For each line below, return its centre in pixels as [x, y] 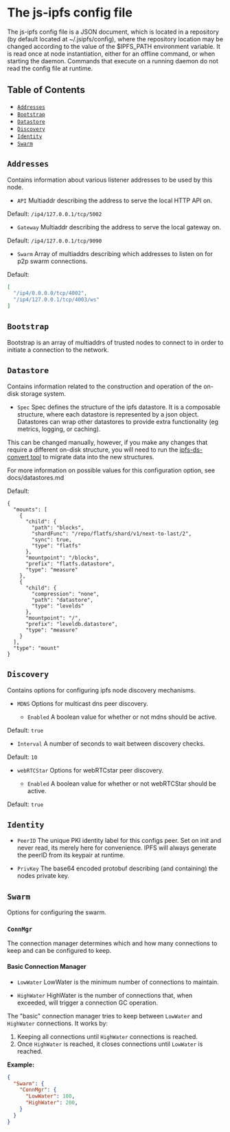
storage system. [43, 393]
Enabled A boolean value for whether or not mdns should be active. [122, 717]
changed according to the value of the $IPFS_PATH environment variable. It [114, 46]
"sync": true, [52, 539]
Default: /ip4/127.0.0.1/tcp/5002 [55, 213]
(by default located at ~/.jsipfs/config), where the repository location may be [115, 39]
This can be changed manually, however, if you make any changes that [107, 442]
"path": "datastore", [63, 600]
